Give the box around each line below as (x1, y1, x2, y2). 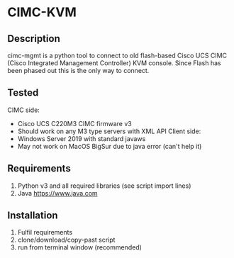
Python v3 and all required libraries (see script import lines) (17, 181, 191, 190)
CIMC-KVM (7, 4, 77, 21)
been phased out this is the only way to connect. (7, 67, 150, 74)
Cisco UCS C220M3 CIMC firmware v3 (17, 119, 133, 128)
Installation (7, 210, 58, 222)
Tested (7, 86, 39, 99)
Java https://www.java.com (17, 189, 98, 197)
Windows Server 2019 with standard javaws (17, 134, 146, 142)
